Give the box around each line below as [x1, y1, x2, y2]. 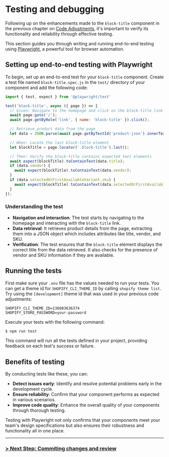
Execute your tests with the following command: [5, 319, 105, 325]
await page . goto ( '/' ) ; [10, 113, 57, 118]
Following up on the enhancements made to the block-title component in [5, 20, 160, 26]
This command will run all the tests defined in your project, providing [5, 338, 147, 344]
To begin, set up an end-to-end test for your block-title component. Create [5, 74, 164, 80]
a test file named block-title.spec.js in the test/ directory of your [5, 79, 145, 85]
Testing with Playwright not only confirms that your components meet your [5, 417, 160, 423]
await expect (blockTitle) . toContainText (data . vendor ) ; [14, 168, 132, 173]
